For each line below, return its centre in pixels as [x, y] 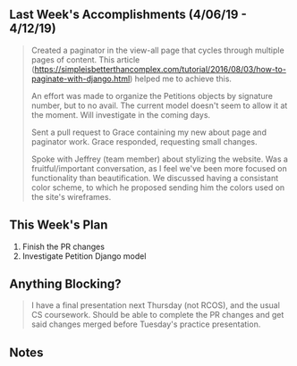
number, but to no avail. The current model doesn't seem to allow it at [159, 105]
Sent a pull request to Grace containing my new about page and [148, 132]
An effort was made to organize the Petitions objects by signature [152, 96]
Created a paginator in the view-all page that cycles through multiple [157, 50]
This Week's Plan [59, 225]
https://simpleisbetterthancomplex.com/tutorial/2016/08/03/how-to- [160, 69]
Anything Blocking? [66, 284]
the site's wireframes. [71, 196]
